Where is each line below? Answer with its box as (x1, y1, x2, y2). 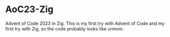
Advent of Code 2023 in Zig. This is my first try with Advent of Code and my (5, 20, 165, 26)
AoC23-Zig (5, 4, 53, 15)
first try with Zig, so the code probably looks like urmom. (5, 25, 124, 31)
